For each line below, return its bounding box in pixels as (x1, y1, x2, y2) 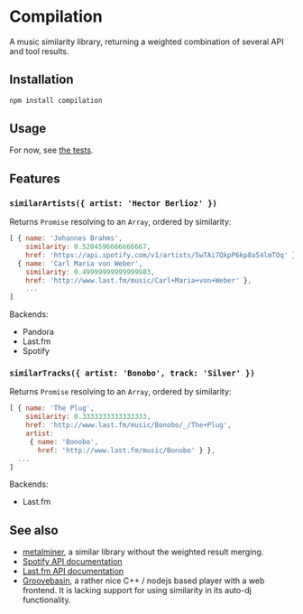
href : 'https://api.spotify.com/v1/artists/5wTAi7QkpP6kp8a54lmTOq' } (25, 250, 297, 259)
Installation (9, 72, 74, 88)
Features (9, 171, 60, 186)
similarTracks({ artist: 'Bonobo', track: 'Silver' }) (9, 368, 255, 378)
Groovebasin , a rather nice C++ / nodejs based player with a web (22, 575, 265, 586)
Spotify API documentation (22, 556, 124, 567)
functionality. (22, 594, 71, 606)
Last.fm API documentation (22, 566, 124, 577)
